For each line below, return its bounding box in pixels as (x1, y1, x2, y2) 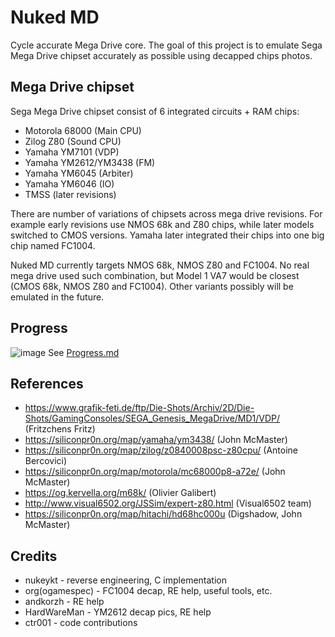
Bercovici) (24, 455, 68, 467)
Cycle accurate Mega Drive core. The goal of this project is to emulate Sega (10, 39, 323, 51)
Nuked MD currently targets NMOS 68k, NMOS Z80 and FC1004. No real (10, 259, 310, 271)
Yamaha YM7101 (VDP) (24, 146, 120, 158)
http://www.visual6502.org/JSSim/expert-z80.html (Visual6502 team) (24, 497, 312, 510)
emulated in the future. (10, 291, 105, 303)
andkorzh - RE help (24, 596, 105, 608)
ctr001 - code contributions (24, 617, 138, 629)
